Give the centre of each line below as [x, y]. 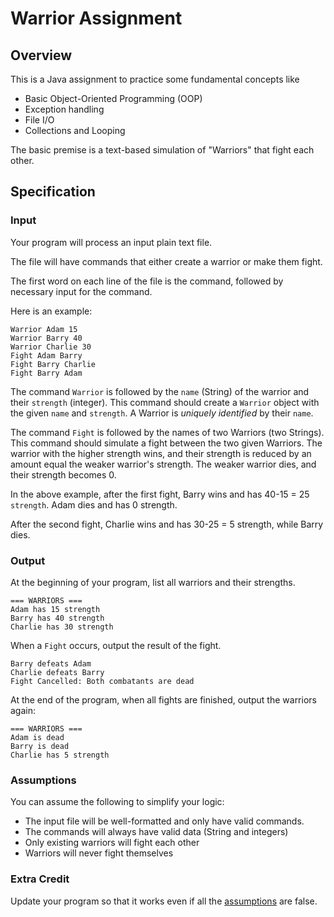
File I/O [39, 120]
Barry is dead [40, 746]
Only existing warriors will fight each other [112, 843]
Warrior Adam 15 [44, 329]
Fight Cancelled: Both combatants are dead [102, 681]
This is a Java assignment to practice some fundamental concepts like [155, 79]
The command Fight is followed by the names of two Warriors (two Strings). [167, 432]
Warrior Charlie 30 [51, 347]
